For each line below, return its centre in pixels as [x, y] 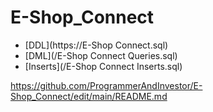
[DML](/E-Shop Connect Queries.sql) [101, 55]
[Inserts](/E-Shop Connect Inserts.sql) [103, 66]
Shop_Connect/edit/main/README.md [89, 96]
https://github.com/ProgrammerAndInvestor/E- [106, 85]
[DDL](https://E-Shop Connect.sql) [96, 45]
